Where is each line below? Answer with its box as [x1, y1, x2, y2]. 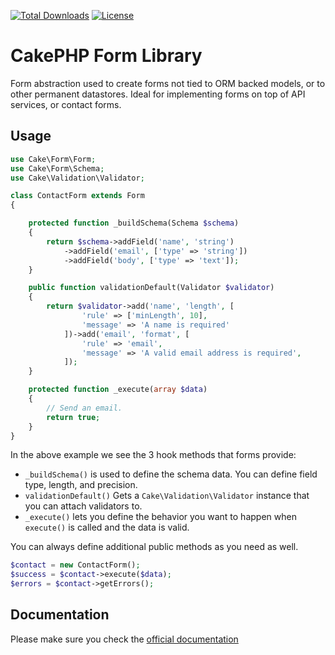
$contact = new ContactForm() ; [10, 560, 141, 570]
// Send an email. [46, 403, 123, 413]
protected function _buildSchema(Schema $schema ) [28, 218, 240, 229]
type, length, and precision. [24, 479, 138, 491]
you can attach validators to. [24, 500, 143, 512]
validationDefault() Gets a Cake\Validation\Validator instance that [24, 490, 310, 502]
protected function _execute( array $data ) [28, 385, 208, 395]
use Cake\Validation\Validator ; [10, 173, 145, 183]
